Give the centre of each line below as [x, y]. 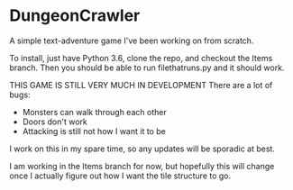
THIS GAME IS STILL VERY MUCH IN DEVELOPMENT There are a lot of [141, 85]
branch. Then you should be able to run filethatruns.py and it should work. [147, 68]
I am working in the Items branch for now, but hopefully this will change [142, 166]
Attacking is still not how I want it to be [94, 131]
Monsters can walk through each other [94, 112]
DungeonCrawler [75, 16]
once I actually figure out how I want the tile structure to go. [120, 176]
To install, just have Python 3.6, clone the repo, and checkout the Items [141, 58]
